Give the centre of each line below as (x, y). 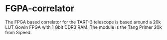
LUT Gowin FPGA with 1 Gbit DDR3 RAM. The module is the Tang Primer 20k (83, 27)
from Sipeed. (18, 32)
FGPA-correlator (40, 9)
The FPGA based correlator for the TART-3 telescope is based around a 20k (83, 22)
